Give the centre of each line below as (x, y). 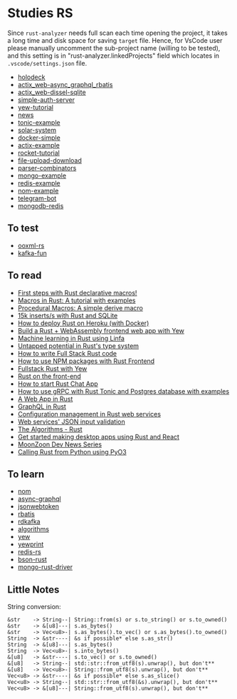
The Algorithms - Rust (50, 429)
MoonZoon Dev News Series (59, 444)
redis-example (39, 183)
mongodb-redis (41, 205)
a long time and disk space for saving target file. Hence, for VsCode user (115, 40)
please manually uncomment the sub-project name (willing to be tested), (114, 48)
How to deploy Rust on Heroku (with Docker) (83, 323)
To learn (26, 474)
